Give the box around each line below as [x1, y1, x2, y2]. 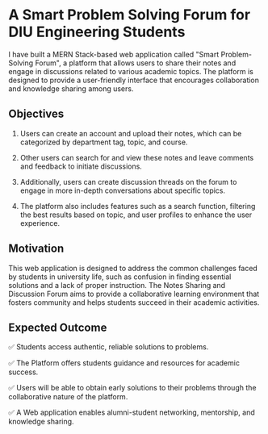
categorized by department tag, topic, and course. [19, 137, 188, 147]
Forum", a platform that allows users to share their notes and [35, 58, 237, 68]
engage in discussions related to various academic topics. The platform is [8, 66, 254, 76]
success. [8, 367, 39, 377]
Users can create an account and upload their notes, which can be [19, 128, 242, 138]
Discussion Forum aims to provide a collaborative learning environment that [8, 289, 260, 298]
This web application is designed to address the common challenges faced [8, 263, 258, 273]
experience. [19, 218, 61, 227]
